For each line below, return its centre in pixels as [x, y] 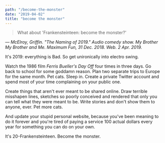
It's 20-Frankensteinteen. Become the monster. [53, 136]
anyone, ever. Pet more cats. [34, 107]
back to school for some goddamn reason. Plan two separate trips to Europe [82, 71]
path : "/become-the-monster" [35, 10]
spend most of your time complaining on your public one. [63, 82]
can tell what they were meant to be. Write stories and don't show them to [80, 102]
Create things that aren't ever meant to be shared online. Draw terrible [76, 92]
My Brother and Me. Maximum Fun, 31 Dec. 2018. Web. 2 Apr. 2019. [74, 48]
